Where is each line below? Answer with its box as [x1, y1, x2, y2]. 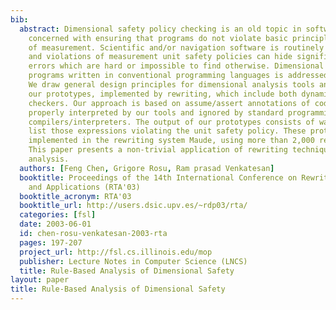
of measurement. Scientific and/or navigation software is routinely [28, 42, 325, 53]
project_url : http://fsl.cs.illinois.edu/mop [19, 247, 213, 257]
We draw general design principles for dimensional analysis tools [28, 80, 315, 90]
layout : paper [10, 275, 70, 285]
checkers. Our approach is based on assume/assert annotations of [28, 98, 311, 108]
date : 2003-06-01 [19, 219, 92, 230]
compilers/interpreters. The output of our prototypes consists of [28, 117, 315, 127]
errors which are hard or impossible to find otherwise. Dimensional [28, 61, 325, 71]
